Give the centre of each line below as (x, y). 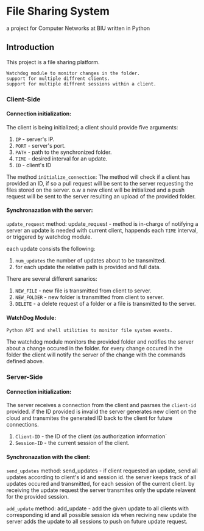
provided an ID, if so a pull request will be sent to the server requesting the (100, 183)
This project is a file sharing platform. (53, 62)
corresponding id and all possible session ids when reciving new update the (101, 515)
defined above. (25, 361)
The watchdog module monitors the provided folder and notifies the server (100, 342)
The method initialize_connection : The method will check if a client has (98, 177)
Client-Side (23, 99)
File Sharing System (58, 11)
